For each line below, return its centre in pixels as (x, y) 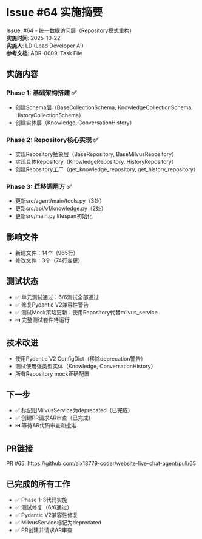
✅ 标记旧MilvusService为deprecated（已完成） (74, 410)
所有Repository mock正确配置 (52, 373)
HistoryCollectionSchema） (49, 115)
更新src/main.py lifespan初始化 (54, 216)
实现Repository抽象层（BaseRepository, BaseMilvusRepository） (96, 154)
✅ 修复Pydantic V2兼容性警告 (52, 305)
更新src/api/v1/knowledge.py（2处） (61, 208)
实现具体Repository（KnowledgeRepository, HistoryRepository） (96, 161)
